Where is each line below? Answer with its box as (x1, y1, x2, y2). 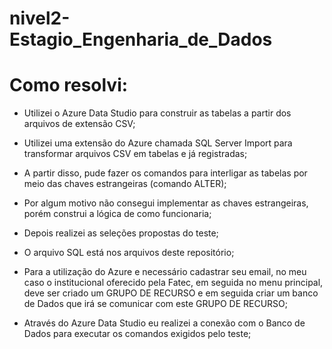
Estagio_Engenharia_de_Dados (9, 28, 273, 51)
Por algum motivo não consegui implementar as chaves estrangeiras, (23, 197, 309, 209)
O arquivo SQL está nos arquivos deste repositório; (23, 247, 235, 259)
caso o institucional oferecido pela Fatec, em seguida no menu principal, (23, 277, 324, 289)
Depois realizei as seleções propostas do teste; (23, 227, 219, 239)
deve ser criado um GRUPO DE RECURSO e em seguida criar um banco (23, 287, 319, 299)
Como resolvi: (9, 74, 129, 97)
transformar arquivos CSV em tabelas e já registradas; (23, 148, 248, 160)
